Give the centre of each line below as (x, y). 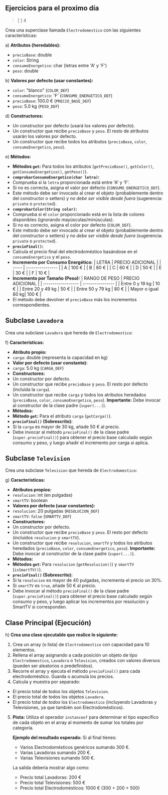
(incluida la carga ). (32, 389)
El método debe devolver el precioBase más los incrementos (74, 299)
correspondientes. (31, 305)
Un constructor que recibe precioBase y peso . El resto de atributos (80, 131)
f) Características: (25, 342)
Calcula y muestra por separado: (46, 682)
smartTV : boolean (30, 500)
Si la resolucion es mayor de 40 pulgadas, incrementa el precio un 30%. (88, 580)
